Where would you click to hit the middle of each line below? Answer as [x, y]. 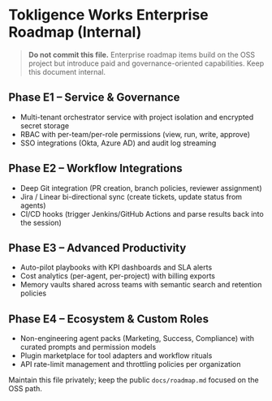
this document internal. [67, 71]
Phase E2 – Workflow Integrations [95, 168]
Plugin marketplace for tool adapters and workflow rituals [116, 356]
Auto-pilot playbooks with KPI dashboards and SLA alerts [116, 267]
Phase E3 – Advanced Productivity [97, 248]
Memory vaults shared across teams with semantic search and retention [141, 285]
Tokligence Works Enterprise [108, 15]
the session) [41, 222]
